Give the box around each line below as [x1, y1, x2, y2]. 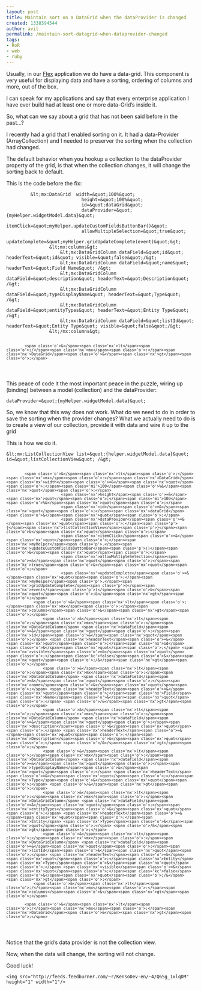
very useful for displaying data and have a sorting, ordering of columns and [6, 76, 193, 84]
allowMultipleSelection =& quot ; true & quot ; [81, 228, 187, 234]
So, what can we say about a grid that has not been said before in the [6, 113, 178, 120]
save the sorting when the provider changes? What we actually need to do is [6, 415, 196, 422]
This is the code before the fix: [6, 179, 82, 187]
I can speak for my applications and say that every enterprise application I [6, 95, 189, 102]
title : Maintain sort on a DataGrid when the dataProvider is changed [6, 14, 187, 20]
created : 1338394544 [6, 20, 58, 26]
